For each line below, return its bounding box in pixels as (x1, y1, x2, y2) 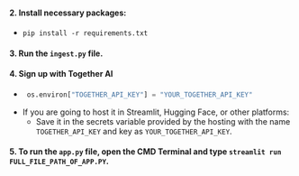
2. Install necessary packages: (9, 7, 127, 18)
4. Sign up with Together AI (9, 69, 113, 79)
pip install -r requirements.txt (22, 29, 149, 38)
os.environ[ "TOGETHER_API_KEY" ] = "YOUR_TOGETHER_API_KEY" (26, 90, 253, 99)
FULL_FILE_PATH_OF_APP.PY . (9, 156, 110, 167)
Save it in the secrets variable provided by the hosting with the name (35, 116, 291, 126)
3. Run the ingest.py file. (9, 48, 104, 59)
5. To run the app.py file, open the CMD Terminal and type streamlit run (9, 146, 282, 157)
